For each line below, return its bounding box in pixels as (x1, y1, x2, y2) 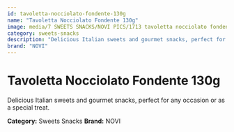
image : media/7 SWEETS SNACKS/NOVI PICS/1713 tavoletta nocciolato (7, 23, 208, 30)
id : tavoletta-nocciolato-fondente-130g (7, 10, 127, 17)
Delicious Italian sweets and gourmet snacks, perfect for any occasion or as (7, 96, 225, 104)
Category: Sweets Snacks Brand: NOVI (7, 117, 120, 125)
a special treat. (7, 103, 50, 112)
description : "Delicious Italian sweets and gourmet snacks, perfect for (7, 36, 226, 43)
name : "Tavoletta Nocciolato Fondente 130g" (7, 17, 139, 24)
